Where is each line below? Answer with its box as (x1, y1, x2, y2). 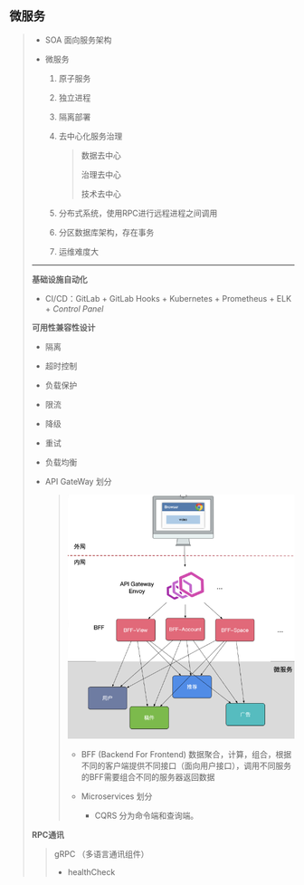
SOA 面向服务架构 (44, 34, 112, 45)
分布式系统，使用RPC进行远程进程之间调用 (58, 207, 218, 218)
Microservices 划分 (81, 791, 153, 802)
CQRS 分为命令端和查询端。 (94, 810, 199, 821)
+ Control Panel (44, 303, 104, 314)
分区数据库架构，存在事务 (58, 226, 155, 237)
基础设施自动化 (31, 274, 88, 284)
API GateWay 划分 (44, 476, 112, 486)
